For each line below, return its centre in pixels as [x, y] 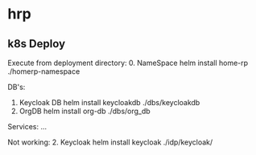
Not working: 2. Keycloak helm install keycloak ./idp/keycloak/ [110, 142]
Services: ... [27, 126]
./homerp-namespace [44, 71]
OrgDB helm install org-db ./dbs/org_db [85, 111]
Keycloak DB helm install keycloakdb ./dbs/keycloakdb [109, 102]
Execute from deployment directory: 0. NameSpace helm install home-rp [128, 63]
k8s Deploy [37, 44]
